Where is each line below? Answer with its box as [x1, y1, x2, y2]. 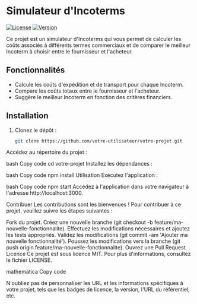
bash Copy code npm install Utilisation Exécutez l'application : [6, 172, 158, 179]
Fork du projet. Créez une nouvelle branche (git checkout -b [6, 218, 153, 226]
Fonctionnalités [6, 65, 65, 75]
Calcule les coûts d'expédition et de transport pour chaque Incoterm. [14, 81, 184, 88]
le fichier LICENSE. [6, 256, 52, 264]
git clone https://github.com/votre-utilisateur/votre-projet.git [14, 138, 183, 144]
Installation [6, 111, 49, 121]
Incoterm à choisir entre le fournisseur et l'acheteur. [6, 47, 134, 55]
